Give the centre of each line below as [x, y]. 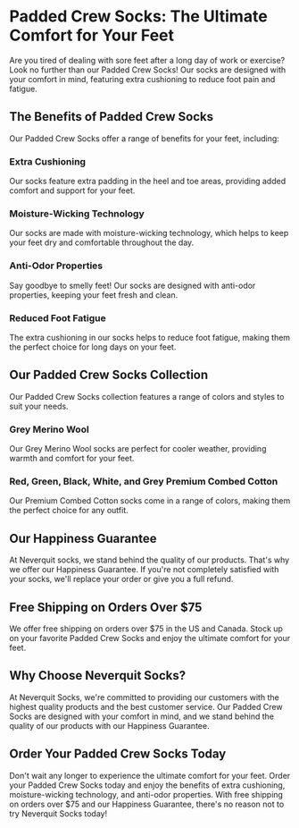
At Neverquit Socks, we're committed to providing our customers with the [144, 697]
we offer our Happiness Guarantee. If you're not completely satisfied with [144, 570]
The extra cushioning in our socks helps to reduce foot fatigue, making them [150, 337]
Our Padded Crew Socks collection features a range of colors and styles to [147, 396]
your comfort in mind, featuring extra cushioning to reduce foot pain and [142, 79]
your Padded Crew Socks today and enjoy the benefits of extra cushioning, [147, 785]
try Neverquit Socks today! [58, 813]
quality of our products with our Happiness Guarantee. [109, 725]
